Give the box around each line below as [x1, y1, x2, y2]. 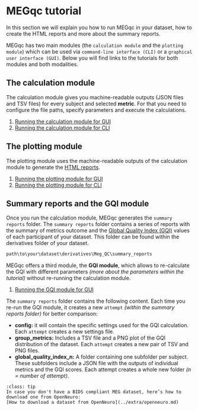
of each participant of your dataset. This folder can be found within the [6, 233, 180, 240]
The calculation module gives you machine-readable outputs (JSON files [6, 93, 184, 101]
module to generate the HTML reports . [6, 164, 101, 171]
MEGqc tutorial [6, 4, 82, 18]
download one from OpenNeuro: [6, 394, 81, 400]
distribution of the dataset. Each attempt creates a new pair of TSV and [14, 341, 189, 348]
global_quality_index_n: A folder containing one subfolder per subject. [14, 353, 189, 360]
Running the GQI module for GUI [14, 286, 94, 293]
